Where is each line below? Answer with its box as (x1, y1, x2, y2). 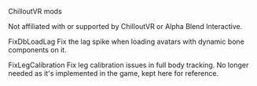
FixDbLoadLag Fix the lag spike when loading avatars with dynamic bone (8, 37, 245, 46)
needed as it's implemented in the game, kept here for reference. (8, 69, 218, 77)
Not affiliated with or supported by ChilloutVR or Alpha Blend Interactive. (8, 22, 243, 30)
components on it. (8, 45, 67, 54)
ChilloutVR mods (8, 7, 63, 16)
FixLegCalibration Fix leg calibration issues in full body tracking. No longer (8, 60, 249, 70)
